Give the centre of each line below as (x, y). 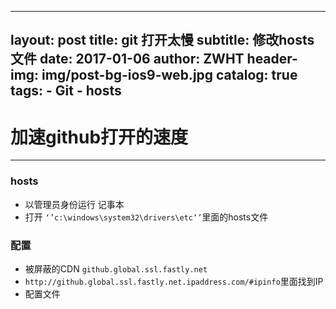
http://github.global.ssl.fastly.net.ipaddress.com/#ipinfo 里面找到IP (174, 281)
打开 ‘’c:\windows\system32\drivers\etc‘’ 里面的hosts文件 (146, 217)
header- (272, 59)
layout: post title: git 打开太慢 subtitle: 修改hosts (162, 40)
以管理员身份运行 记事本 (74, 204)
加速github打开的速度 (99, 137)
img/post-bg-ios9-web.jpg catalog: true (169, 75)
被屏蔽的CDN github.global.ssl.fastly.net (116, 268)
